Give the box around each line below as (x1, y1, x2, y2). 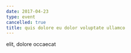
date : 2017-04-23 (6, 8, 49, 15)
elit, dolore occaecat (6, 41, 56, 48)
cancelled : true (6, 19, 46, 25)
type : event (6, 14, 35, 20)
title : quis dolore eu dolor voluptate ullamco (6, 24, 126, 31)
